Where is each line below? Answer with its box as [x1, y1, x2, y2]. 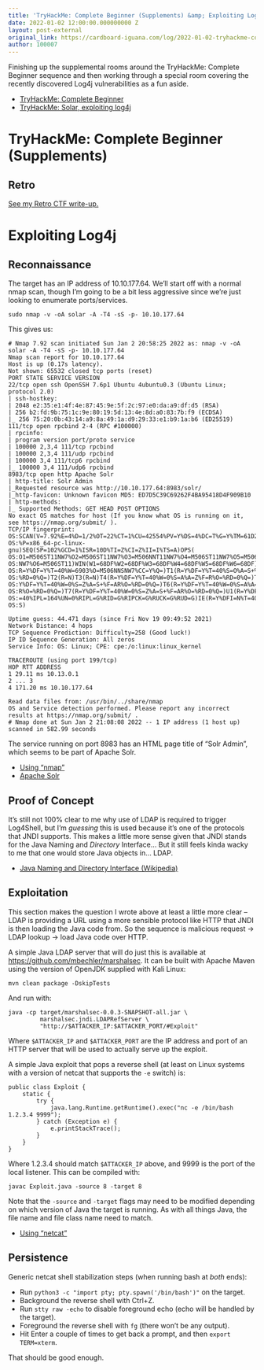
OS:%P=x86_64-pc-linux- [8, 540, 86, 548]
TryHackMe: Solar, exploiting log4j [19, 103, 131, 113]
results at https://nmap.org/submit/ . [8, 711, 139, 720]
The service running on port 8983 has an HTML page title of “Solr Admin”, [8, 739, 248, 748]
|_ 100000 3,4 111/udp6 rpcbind [8, 463, 114, 472]
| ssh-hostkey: [8, 395, 58, 403]
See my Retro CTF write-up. [8, 199, 99, 209]
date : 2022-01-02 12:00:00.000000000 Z [8, 19, 139, 27]
